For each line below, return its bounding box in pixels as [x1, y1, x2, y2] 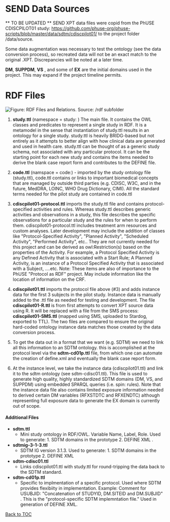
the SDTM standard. [20, 469, 62, 475]
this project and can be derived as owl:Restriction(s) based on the [12, 244, 151, 250]
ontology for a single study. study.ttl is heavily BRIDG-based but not [12, 133, 155, 139]
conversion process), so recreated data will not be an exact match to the [5, 51, 157, 57]
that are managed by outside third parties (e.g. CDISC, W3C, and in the [12, 180, 161, 186]
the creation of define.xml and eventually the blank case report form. [12, 355, 157, 361]
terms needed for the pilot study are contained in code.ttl [12, 191, 132, 197]
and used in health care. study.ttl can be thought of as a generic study [12, 143, 160, 149]
